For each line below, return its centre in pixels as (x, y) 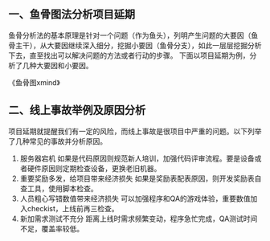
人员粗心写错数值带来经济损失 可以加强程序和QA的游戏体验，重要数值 (135, 198)
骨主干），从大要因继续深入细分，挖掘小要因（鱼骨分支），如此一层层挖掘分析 (135, 45)
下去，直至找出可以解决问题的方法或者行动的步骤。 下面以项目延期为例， (129, 55)
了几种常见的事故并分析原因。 (57, 141)
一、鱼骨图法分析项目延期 (72, 14)
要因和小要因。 (68, 65)
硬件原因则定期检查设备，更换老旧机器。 (94, 168)
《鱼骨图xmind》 (34, 82)
